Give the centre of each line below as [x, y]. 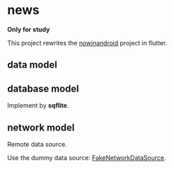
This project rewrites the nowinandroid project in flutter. [87, 43]
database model [43, 88]
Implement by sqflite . [38, 105]
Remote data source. [37, 144]
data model [32, 65]
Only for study [29, 29]
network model [41, 127]
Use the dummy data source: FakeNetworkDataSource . [87, 157]
